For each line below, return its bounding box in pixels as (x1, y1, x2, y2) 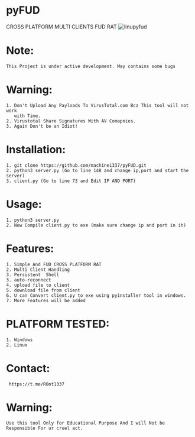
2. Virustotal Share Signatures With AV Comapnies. (6, 118, 136, 124)
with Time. (14, 113, 41, 119)
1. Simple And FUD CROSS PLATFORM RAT (6, 261, 102, 267)
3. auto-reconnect (6, 277, 51, 283)
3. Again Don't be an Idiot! (6, 123, 78, 129)
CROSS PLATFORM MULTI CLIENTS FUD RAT (6, 23, 117, 30)
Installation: (6, 143, 66, 156)
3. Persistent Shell (6, 271, 60, 278)
